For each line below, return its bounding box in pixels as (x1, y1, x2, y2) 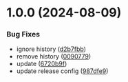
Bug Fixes (6, 30, 41, 39)
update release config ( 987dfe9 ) (16, 67, 109, 75)
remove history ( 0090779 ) (16, 52, 92, 61)
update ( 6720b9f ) (16, 60, 67, 68)
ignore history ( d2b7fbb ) (16, 45, 87, 53)
